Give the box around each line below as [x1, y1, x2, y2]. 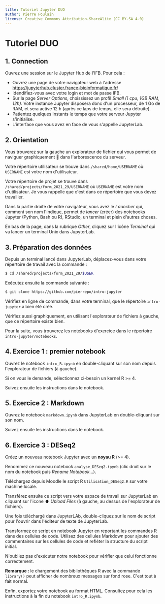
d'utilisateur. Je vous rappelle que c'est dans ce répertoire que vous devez [5, 189, 157, 195]
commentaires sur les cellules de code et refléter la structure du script [5, 539, 148, 544]
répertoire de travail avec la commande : [5, 261, 87, 267]
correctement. [5, 558, 34, 564]
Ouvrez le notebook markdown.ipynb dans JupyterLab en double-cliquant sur [5, 412, 160, 418]
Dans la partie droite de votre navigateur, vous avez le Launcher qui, [5, 204, 144, 210]
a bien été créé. [22, 303, 54, 309]
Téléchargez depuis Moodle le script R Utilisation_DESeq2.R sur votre [5, 478, 148, 484]
